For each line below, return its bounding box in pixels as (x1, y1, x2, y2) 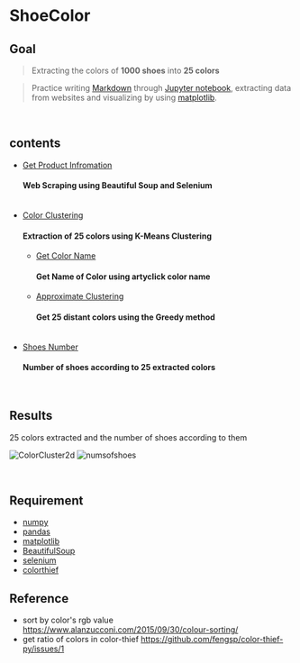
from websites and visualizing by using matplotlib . (31, 92, 218, 103)
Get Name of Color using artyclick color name (35, 271, 211, 282)
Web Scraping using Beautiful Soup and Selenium (22, 180, 214, 191)
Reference (9, 591, 69, 606)
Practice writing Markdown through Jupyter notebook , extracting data (31, 83, 292, 93)
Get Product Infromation (22, 159, 113, 170)
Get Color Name (35, 250, 96, 261)
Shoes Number (22, 341, 79, 352)
